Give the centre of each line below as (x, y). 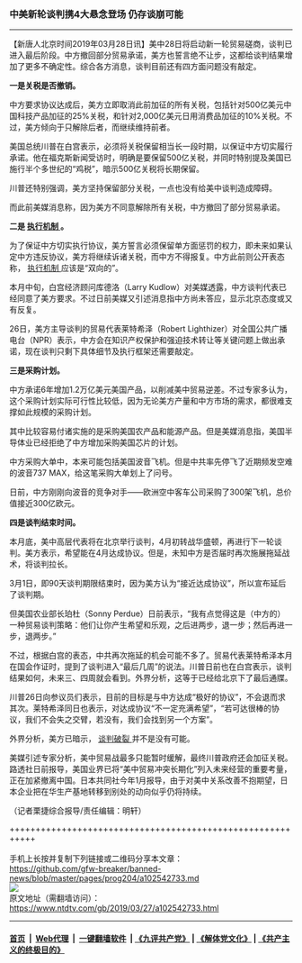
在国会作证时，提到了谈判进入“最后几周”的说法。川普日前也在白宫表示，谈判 (151, 667)
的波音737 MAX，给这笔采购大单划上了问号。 (93, 473)
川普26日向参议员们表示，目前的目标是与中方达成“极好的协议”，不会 (136, 697)
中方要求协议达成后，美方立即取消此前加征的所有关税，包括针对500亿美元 (147, 104)
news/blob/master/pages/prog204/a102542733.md (104, 878)
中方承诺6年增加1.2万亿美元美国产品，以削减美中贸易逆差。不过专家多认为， (151, 390)
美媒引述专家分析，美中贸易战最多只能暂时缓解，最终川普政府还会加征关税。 (151, 758)
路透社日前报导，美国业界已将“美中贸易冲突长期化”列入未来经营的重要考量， (151, 769)
